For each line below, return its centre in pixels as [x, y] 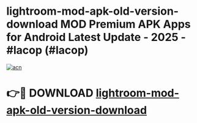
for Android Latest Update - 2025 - [96, 37]
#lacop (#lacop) [47, 50]
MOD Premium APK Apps [125, 24]
